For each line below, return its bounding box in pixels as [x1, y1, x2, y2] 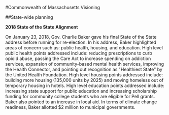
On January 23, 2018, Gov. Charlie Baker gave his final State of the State [5, 34, 157, 40]
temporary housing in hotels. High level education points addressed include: [5, 82, 165, 89]
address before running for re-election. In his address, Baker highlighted [5, 39, 156, 45]
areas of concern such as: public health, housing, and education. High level [5, 45, 163, 50]
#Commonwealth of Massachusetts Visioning [5, 5, 100, 10]
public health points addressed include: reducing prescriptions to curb [5, 50, 152, 56]
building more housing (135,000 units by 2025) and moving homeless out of [5, 77, 164, 83]
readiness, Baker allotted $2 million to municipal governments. [5, 104, 136, 110]
